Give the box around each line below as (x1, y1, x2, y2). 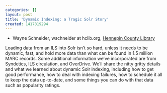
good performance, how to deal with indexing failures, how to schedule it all (5, 71, 162, 78)
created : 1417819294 (5, 21, 49, 27)
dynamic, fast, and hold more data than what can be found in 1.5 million (5, 50, 153, 56)
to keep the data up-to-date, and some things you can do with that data (5, 77, 153, 83)
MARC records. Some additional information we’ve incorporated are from (5, 56, 157, 62)
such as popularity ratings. (5, 82, 60, 88)
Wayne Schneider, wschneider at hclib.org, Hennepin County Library (12, 35, 155, 41)
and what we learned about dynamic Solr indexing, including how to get (5, 66, 154, 72)
